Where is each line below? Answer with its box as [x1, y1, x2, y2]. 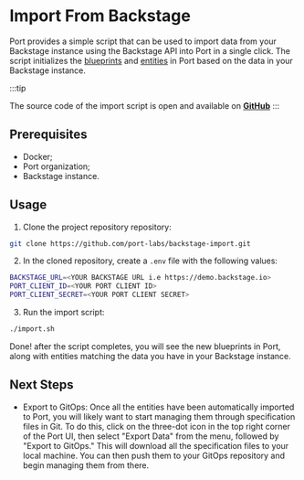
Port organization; [22, 161, 91, 172]
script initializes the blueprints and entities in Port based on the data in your [9, 55, 294, 66]
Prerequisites [9, 127, 88, 143]
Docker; [22, 151, 53, 162]
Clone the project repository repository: [22, 221, 172, 232]
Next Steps [9, 377, 74, 393]
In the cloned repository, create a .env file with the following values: [22, 255, 278, 266]
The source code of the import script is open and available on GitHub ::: [9, 100, 280, 111]
